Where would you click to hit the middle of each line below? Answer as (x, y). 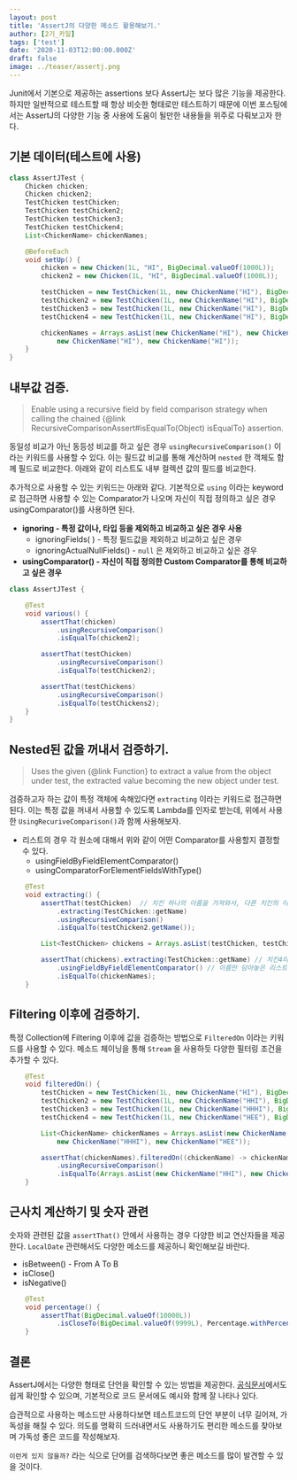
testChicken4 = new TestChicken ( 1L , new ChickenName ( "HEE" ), (156, 1117)
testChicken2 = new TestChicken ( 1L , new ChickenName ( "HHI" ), (156, 1101)
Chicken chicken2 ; (59, 194)
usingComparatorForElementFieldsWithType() (118, 871)
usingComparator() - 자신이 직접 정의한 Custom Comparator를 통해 (143, 562)
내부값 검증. (39, 387)
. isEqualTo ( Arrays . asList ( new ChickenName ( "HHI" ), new (160, 1174)
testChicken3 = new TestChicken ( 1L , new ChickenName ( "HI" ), (154, 308)
